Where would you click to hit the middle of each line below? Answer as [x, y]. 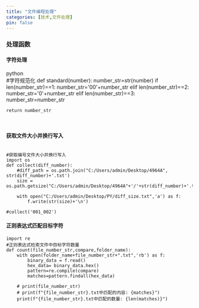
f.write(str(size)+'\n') [58, 201]
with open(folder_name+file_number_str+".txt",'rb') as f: [91, 255]
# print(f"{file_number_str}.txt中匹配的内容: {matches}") [88, 293]
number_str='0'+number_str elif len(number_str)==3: [71, 93]
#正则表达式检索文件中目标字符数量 [43, 245]
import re [18, 238]
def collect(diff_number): [39, 165]
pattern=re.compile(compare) [63, 271]
